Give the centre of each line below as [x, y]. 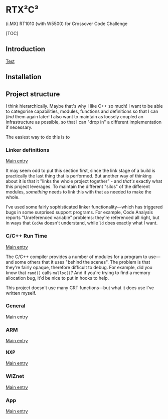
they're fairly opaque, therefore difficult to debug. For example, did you [79, 267]
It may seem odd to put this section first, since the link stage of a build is [80, 171]
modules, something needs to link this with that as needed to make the [79, 192]
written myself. [21, 293]
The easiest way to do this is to [38, 137]
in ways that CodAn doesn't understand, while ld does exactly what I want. [82, 223]
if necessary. [19, 127]
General [16, 306]
